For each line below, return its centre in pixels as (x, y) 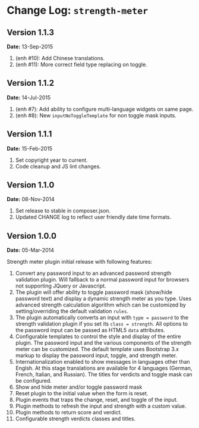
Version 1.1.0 (31, 185)
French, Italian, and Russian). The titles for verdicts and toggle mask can (104, 374)
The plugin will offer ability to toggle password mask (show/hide (94, 292)
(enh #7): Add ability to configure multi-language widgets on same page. (104, 109)
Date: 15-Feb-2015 (30, 148)
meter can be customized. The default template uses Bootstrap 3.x (97, 349)
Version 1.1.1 (29, 134)
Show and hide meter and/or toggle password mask (79, 387)
